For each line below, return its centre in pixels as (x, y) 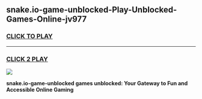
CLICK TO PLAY (29, 37)
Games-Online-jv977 (47, 19)
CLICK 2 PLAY (27, 59)
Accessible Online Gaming (40, 89)
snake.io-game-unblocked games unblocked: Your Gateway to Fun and (97, 83)
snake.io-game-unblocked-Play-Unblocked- (92, 10)
